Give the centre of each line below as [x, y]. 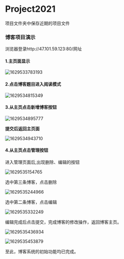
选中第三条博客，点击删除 [31, 182]
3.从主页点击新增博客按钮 [31, 107]
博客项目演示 [20, 37]
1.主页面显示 [18, 61]
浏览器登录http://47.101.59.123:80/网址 [44, 49]
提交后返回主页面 [22, 128]
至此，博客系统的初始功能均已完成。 [42, 252]
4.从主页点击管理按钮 [27, 150]
